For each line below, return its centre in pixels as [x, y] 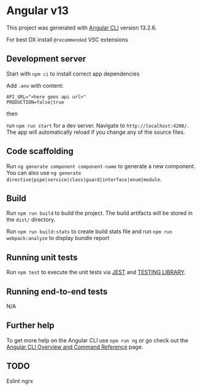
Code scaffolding [40, 151]
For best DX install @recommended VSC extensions [67, 39]
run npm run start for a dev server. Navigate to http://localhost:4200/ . [97, 125]
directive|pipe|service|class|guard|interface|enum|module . [84, 179]
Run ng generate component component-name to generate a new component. [101, 166]
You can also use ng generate [44, 172]
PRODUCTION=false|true [35, 102]
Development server [46, 59]
